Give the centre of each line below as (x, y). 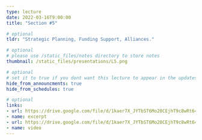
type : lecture (24, 12)
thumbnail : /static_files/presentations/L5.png (67, 61)
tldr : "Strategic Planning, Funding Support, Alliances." (80, 40)
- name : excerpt (26, 117)
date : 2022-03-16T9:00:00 (38, 17)
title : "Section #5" (32, 23)
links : (14, 106)
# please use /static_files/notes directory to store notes (83, 56)
